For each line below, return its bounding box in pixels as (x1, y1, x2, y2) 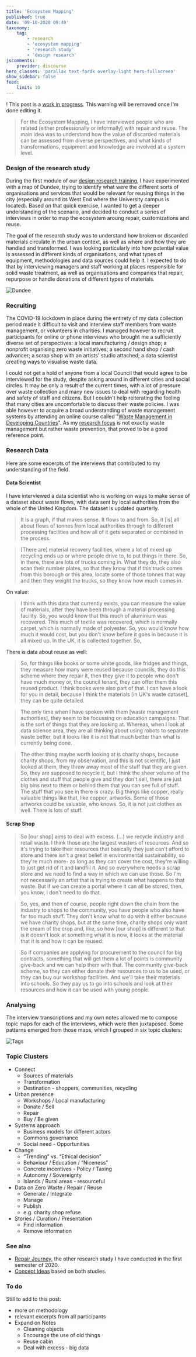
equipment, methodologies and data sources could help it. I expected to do (6, 257, 187, 264)
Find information (23, 1221, 63, 1228)
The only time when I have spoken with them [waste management (20, 708, 179, 715)
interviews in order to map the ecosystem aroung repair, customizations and (6, 215, 190, 222)
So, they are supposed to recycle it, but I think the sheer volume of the (20, 769, 190, 776)
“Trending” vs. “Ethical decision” (23, 1153, 102, 1160)
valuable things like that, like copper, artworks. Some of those (20, 794, 169, 801)
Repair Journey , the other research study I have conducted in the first (14, 1255, 183, 1262)
